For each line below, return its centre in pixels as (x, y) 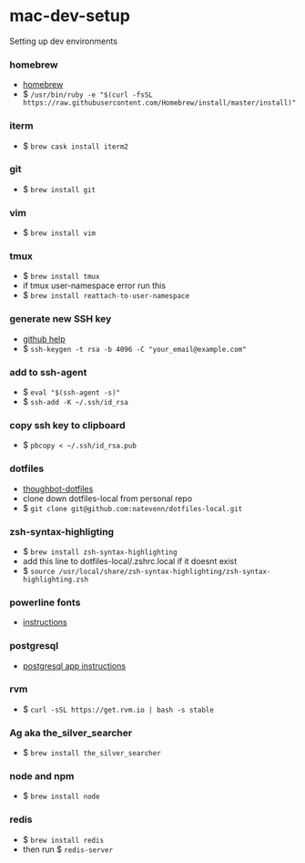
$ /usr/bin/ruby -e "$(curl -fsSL (87, 94)
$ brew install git (59, 189)
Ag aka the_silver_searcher (71, 733)
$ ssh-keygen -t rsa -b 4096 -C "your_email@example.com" (135, 348)
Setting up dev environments (64, 41)
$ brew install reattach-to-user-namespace (106, 295)
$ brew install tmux (61, 276)
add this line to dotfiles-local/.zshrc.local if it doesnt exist (130, 560)
